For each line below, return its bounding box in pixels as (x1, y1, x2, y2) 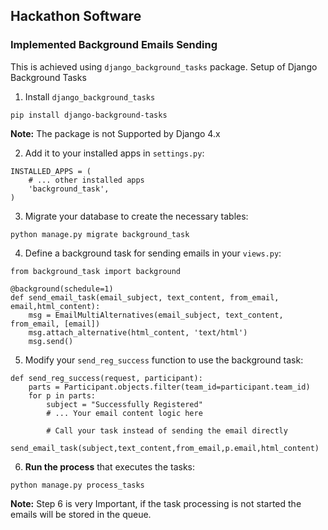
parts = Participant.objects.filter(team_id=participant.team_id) (28, 382, 311, 392)
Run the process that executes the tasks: (24, 460, 195, 473)
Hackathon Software (10, 8, 142, 25)
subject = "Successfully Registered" (46, 399, 203, 409)
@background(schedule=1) (10, 284, 114, 294)
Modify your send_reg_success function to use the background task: (24, 354, 304, 366)
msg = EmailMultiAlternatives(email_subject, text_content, (28, 310, 284, 320)
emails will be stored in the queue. (10, 508, 152, 520)
